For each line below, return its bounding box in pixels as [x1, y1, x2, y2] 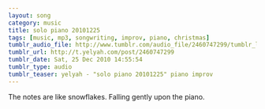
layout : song [8, 11, 51, 20]
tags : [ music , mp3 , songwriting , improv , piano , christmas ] [8, 33, 211, 42]
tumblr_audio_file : [8, 41, 73, 49]
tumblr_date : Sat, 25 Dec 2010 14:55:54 [8, 56, 144, 64]
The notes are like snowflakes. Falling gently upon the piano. [8, 92, 205, 101]
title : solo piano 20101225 [8, 26, 101, 34]
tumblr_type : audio [8, 63, 73, 71]
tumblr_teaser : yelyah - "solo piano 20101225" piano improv [8, 70, 214, 78]
